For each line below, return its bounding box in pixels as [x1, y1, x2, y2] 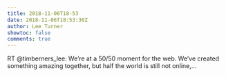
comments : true [7, 36, 51, 43]
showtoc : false [7, 29, 51, 36]
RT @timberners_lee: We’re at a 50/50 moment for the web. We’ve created [7, 54, 220, 63]
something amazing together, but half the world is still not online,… [7, 62, 197, 70]
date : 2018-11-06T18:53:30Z [7, 16, 88, 23]
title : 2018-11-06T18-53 [7, 10, 79, 17]
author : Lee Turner [7, 23, 64, 30]
